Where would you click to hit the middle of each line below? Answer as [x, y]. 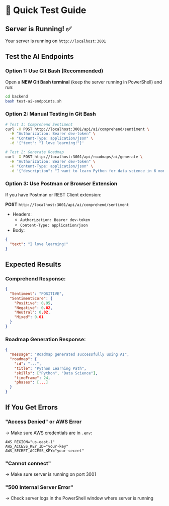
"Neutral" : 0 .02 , [32, 313]
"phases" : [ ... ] [31, 382]
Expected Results [33, 264]
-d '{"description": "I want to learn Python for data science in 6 [83, 171]
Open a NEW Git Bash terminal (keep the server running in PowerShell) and [84, 82]
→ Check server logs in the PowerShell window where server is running [79, 498]
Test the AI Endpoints [39, 57]
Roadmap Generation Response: [46, 339]
